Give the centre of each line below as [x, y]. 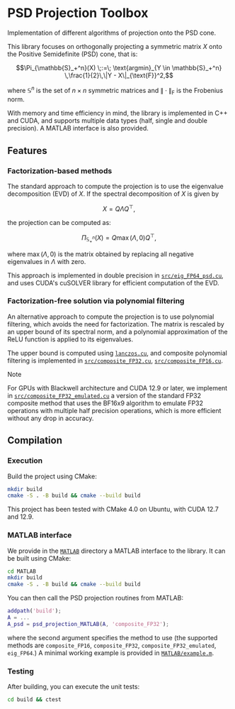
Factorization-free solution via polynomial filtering [96, 301]
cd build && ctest [34, 700]
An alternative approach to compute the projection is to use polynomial [111, 317]
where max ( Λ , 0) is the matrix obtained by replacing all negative [101, 254]
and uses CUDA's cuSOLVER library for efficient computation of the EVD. [113, 282]
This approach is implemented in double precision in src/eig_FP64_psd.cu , [116, 275]
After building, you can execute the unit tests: [74, 687]
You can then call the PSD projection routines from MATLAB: [96, 598]
